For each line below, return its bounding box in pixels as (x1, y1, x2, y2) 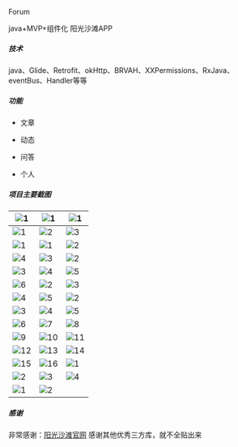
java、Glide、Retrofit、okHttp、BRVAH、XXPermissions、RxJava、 (8, 65, 235, 75)
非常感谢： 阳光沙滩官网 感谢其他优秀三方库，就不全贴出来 (8, 429, 202, 440)
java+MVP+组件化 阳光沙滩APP (8, 23, 113, 33)
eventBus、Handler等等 (8, 75, 87, 85)
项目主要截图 (8, 189, 51, 199)
